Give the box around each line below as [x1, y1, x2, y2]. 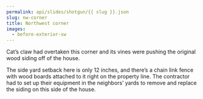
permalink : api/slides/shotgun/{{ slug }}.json [6, 9, 129, 15]
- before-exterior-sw [12, 32, 67, 38]
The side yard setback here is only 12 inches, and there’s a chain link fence [6, 66, 194, 73]
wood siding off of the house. [6, 55, 80, 62]
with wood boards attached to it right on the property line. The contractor [6, 73, 190, 80]
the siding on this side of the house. [6, 86, 96, 93]
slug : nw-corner [6, 15, 47, 21]
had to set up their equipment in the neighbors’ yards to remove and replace [6, 80, 198, 87]
